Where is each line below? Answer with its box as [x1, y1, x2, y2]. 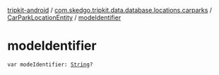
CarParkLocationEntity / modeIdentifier [7, 13, 122, 22]
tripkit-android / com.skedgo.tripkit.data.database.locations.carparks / [7, 6, 213, 14]
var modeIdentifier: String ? [7, 61, 93, 68]
